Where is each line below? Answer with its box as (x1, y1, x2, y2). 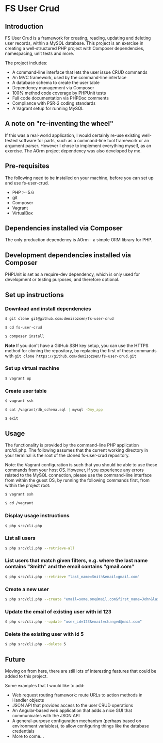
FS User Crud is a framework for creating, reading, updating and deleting (5, 35, 151, 41)
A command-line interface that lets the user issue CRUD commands (12, 69, 148, 75)
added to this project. (5, 673, 48, 679)
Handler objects (12, 697, 45, 703)
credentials (12, 728, 35, 734)
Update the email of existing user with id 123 (5, 608, 112, 615)
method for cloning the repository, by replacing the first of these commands (5, 347, 157, 353)
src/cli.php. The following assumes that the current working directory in (5, 447, 148, 453)
